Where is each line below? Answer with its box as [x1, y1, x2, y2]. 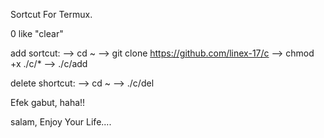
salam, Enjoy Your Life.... [10, 116, 112, 128]
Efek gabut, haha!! [10, 97, 86, 108]
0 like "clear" [10, 28, 64, 39]
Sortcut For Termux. [10, 9, 93, 20]
